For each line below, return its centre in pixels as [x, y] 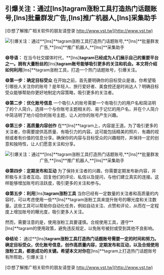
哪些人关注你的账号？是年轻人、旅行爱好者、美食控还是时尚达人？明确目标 [84, 86]
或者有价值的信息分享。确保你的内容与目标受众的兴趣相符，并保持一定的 [82, 137]
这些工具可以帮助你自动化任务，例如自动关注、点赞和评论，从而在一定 [84, 206]
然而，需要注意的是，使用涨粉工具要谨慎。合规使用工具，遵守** [69, 222]
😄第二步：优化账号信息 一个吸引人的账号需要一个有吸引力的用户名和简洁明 [81, 103]
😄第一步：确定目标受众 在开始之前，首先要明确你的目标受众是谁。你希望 [79, 80]
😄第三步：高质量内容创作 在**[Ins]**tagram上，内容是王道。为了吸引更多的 [82, 125]
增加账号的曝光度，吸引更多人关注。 [50, 211]
